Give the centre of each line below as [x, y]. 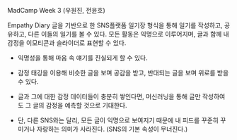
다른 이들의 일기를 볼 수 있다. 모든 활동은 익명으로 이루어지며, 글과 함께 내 [129, 34]
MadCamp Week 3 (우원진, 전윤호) [57, 10]
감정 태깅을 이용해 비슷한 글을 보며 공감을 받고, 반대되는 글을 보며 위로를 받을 [123, 73]
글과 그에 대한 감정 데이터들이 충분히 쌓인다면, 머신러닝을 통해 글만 [109, 96]
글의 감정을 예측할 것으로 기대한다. [80, 105]
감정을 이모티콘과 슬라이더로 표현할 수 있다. [67, 43]
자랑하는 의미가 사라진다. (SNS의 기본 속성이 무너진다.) [112, 129]
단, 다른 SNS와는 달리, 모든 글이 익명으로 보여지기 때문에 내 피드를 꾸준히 [118, 120]
